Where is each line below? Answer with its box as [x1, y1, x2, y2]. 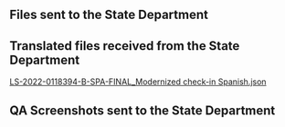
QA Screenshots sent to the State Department [9, 103, 276, 118]
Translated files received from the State [9, 38, 240, 54]
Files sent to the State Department [9, 7, 208, 23]
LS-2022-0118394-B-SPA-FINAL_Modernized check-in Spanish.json [9, 76, 267, 87]
